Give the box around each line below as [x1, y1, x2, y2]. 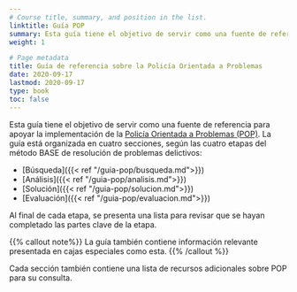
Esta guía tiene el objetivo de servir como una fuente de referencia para [9, 119, 270, 129]
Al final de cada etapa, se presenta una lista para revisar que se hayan [9, 210, 265, 220]
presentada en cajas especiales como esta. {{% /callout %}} [9, 245, 230, 257]
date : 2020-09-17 [9, 70, 73, 80]
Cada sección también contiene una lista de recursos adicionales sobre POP [9, 263, 287, 273]
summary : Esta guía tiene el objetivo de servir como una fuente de [9, 29, 267, 38]
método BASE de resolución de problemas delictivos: [9, 147, 202, 158]
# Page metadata [9, 54, 69, 63]
